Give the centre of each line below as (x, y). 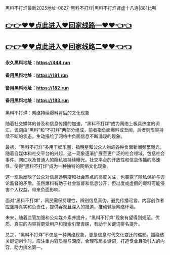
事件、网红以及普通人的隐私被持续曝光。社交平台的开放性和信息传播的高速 (83, 160)
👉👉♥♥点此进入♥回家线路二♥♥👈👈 (68, 46)
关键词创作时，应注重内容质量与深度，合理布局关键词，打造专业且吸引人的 (83, 241)
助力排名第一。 (30, 247)
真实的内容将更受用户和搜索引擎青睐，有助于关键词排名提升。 (78, 224)
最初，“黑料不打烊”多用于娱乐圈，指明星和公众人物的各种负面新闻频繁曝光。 (85, 147)
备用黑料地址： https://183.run (37, 101)
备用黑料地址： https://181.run (37, 75)
